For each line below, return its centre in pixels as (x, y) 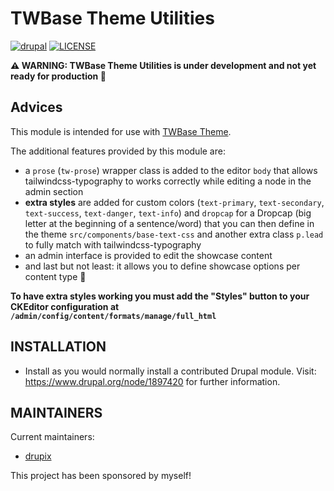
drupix (38, 456)
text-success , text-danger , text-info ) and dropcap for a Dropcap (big (168, 213)
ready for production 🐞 (58, 76)
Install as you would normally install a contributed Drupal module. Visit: (170, 371)
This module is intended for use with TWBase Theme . (121, 131)
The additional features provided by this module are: (118, 151)
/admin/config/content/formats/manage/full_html (113, 316)
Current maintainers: (52, 437)
